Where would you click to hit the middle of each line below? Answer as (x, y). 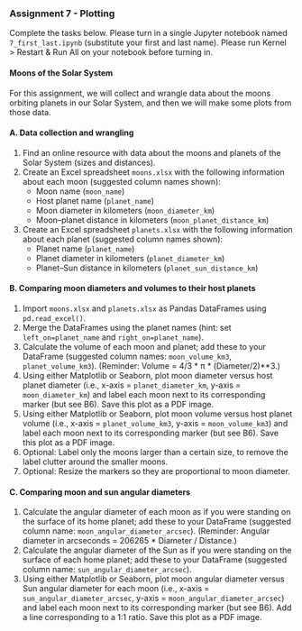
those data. (30, 112)
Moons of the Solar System (61, 73)
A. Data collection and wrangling (72, 133)
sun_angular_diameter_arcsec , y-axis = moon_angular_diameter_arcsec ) (153, 599)
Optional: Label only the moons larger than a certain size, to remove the (155, 452)
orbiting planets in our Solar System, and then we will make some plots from (151, 103)
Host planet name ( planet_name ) (95, 200)
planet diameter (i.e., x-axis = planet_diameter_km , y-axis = (132, 385)
